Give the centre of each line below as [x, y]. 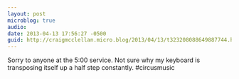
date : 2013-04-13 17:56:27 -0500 [57, 34]
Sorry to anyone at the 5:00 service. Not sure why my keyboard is [104, 60]
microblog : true [31, 20]
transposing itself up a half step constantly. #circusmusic [91, 68]
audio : [17, 27]
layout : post [27, 14]
